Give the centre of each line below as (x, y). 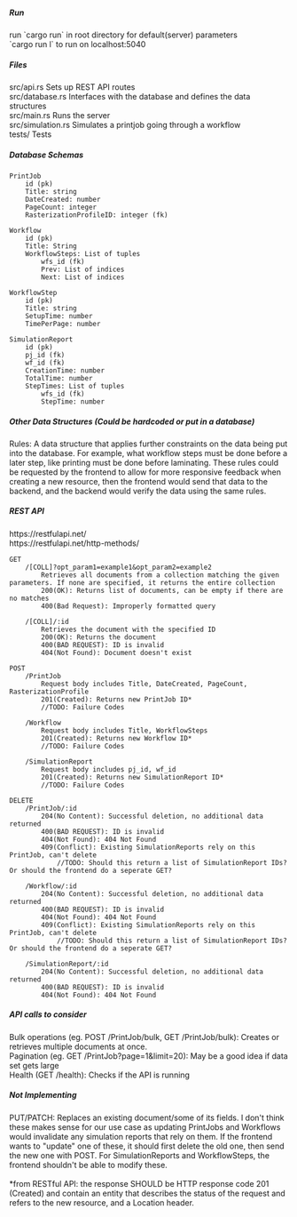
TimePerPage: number (63, 324)
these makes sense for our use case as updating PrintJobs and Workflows (145, 1127)
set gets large (34, 1065)
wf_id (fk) (45, 363)
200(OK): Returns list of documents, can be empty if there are (162, 590)
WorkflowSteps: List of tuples (83, 253)
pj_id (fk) (45, 355)
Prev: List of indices (83, 269)
